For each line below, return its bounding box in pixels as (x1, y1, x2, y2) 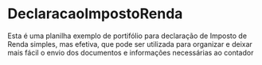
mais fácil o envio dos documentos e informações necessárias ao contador (7, 48, 254, 57)
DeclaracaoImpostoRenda (7, 5, 183, 23)
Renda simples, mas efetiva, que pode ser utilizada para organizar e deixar (7, 39, 252, 48)
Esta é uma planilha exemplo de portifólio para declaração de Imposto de (7, 31, 248, 40)
